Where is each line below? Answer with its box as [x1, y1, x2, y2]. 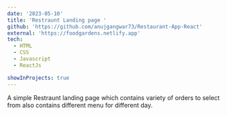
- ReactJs [13, 62, 42, 69]
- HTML [13, 42, 33, 49]
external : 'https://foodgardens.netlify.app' [7, 29, 140, 37]
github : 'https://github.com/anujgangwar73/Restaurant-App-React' [7, 23, 203, 30]
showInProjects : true [7, 74, 70, 81]
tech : [7, 36, 23, 43]
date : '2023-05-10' [7, 10, 64, 17]
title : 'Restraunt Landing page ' [7, 17, 107, 24]
